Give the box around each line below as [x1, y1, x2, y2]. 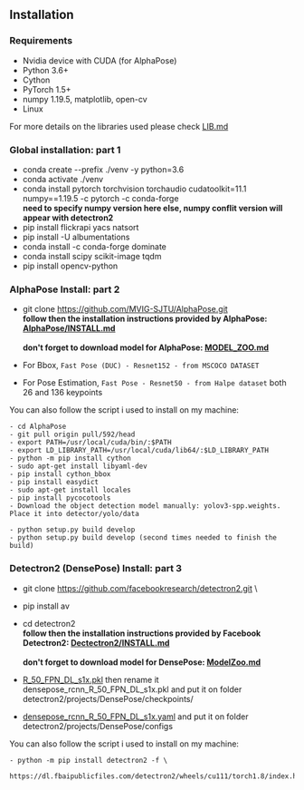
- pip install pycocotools [9, 493, 111, 502]
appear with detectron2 [22, 212, 114, 223]
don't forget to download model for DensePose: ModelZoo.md [22, 657, 261, 668]
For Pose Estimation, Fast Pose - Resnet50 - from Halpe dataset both [22, 377, 287, 388]
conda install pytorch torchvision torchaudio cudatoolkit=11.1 [22, 183, 247, 194]
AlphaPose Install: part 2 [9, 283, 120, 296]
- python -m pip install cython [9, 454, 131, 463]
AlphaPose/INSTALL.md [22, 323, 116, 334]
